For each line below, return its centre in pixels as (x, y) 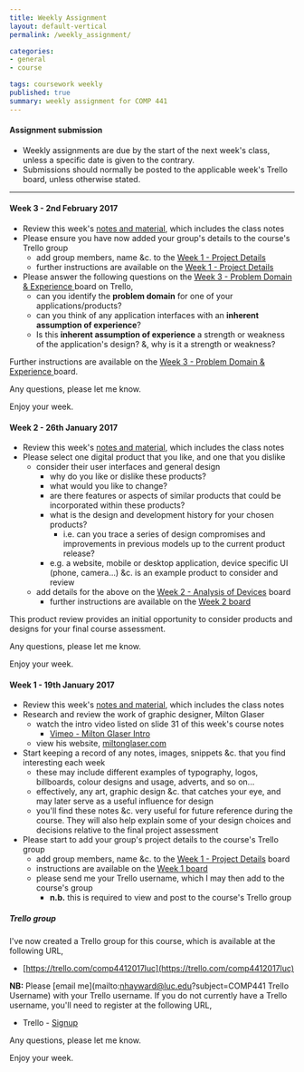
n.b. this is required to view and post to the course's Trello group (171, 898)
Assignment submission (56, 130)
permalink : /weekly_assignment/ (70, 34)
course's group (64, 888)
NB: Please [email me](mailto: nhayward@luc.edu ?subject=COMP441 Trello (149, 986)
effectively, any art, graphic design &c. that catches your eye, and (158, 792)
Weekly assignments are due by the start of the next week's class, (146, 150)
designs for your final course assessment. (87, 629)
